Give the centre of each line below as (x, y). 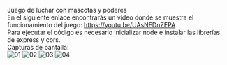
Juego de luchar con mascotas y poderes (67, 10)
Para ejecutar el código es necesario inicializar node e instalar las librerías (114, 32)
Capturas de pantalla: (38, 47)
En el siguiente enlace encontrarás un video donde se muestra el (101, 17)
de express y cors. (34, 40)
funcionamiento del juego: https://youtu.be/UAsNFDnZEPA (91, 25)
